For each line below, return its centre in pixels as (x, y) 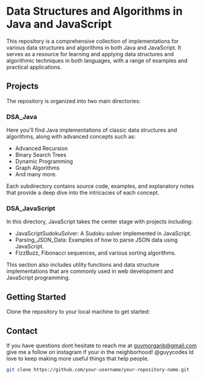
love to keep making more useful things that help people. (78, 358)
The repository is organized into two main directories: (73, 101)
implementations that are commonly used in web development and (90, 271)
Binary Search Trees (41, 155)
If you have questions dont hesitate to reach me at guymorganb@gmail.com (101, 345)
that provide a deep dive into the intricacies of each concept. (83, 193)
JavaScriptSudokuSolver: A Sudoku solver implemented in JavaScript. (103, 234)
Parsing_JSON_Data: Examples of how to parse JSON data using (96, 240)
